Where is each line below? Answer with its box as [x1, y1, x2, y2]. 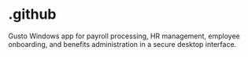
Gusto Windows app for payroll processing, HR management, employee [8, 31, 240, 41]
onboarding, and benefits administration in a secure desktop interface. [8, 39, 237, 48]
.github [8, 5, 57, 23]
